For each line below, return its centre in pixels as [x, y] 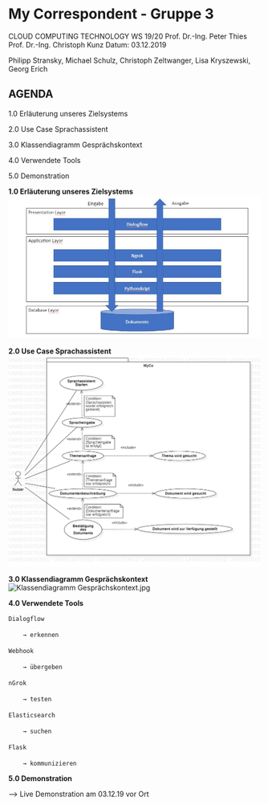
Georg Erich [28, 68]
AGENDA [31, 94]
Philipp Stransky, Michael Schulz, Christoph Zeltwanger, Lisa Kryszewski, [130, 60]
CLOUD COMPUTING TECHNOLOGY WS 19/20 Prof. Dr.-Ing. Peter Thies [128, 36]
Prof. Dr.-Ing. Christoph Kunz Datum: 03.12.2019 [87, 44]
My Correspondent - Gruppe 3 [111, 14]
